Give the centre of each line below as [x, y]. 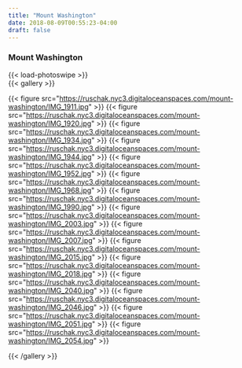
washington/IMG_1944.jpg [50, 156]
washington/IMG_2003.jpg [51, 223]
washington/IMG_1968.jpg [50, 190]
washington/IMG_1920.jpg [50, 123]
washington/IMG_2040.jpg [51, 290]
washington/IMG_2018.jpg [50, 274]
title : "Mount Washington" [52, 15]
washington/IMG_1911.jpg [48, 106]
